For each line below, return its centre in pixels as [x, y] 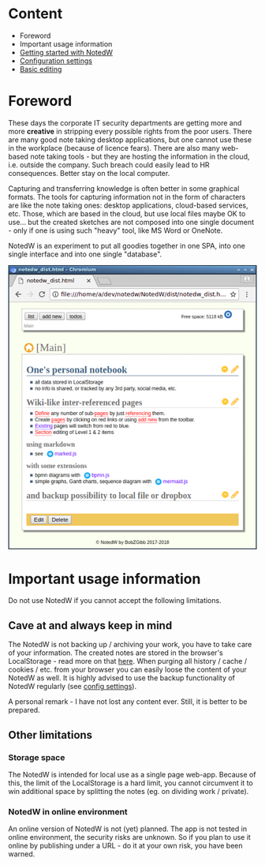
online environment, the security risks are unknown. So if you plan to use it [129, 837]
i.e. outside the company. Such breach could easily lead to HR [109, 165]
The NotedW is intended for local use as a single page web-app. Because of [132, 774]
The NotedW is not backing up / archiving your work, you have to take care [130, 645]
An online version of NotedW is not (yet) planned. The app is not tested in [127, 829]
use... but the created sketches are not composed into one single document [131, 222]
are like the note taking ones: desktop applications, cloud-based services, [128, 205]
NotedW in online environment [68, 811]
